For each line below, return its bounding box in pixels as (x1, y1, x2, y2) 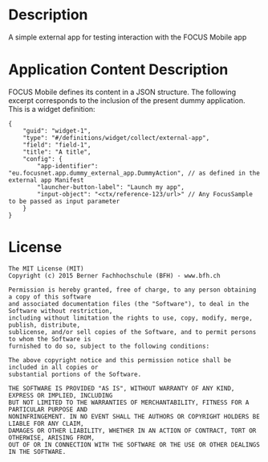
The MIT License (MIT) (8, 264, 84, 273)
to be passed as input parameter (8, 197, 120, 205)
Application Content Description (8, 60, 229, 79)
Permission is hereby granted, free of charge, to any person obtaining (8, 286, 257, 294)
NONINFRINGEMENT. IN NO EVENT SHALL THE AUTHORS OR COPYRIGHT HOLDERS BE (8, 412, 261, 420)
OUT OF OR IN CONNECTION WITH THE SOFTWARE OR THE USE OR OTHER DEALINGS (8, 440, 261, 448)
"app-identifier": (37, 162, 99, 170)
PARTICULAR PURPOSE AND (8, 405, 88, 414)
